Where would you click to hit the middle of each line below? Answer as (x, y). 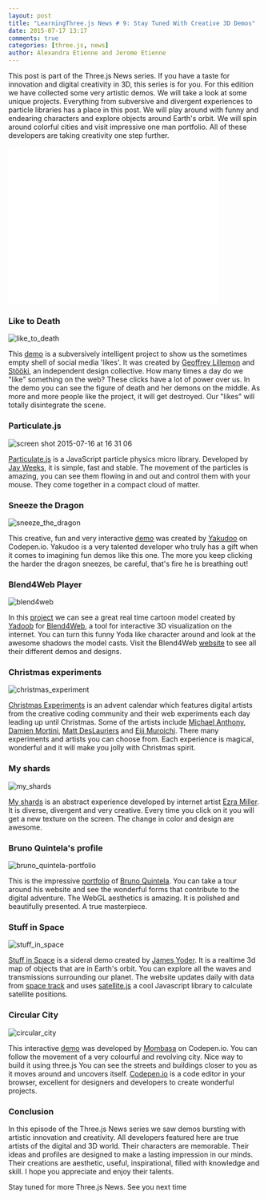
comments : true (34, 38)
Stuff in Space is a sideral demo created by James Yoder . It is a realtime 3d (132, 960)
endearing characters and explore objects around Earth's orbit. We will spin (133, 118)
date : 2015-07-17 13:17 (48, 30)
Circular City (33, 1015)
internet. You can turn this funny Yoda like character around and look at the (132, 635)
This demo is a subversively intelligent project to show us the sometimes (128, 354)
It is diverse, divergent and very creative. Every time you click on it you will (131, 810)
